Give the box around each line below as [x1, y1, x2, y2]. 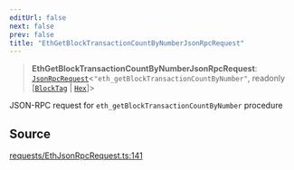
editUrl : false [9, 13, 67, 23]
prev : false [9, 30, 54, 39]
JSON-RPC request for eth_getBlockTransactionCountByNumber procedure [9, 100, 283, 111]
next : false [9, 22, 54, 31]
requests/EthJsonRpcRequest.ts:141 [9, 150, 143, 161]
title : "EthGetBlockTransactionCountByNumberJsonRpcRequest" [9, 38, 245, 48]
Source [9, 126, 52, 141]
